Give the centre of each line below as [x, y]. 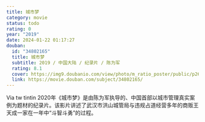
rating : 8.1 [27, 68]
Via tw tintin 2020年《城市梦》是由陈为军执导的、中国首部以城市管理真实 [98, 98]
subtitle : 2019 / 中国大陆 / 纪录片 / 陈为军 [66, 63]
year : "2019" [23, 35]
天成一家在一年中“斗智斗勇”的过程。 [52, 113]
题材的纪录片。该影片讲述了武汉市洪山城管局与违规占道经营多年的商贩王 [108, 105]
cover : [20, 74]
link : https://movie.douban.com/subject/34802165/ [77, 80]
